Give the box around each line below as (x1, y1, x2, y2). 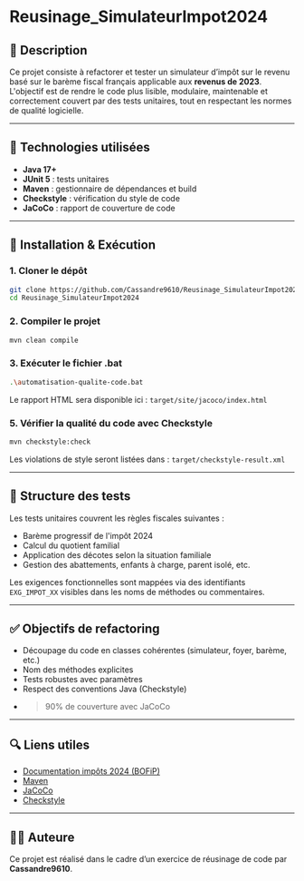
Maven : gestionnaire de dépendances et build (22, 183, 197, 194)
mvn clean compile (9, 336, 79, 345)
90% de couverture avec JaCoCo (44, 701, 170, 712)
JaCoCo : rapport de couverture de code (22, 202, 176, 213)
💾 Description (9, 43, 88, 58)
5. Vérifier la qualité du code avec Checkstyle (9, 416, 213, 429)
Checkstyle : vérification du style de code (22, 192, 181, 203)
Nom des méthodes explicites (22, 664, 134, 675)
